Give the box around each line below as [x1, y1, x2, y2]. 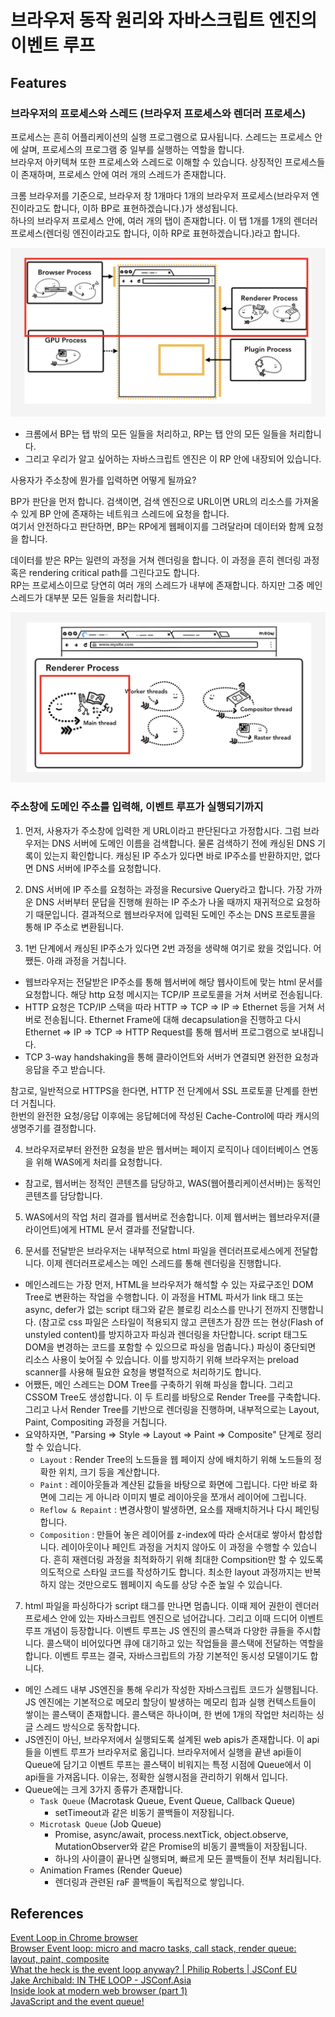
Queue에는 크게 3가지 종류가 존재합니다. [24, 1783, 184, 1795]
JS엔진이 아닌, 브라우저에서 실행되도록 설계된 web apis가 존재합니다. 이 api [24, 1733, 320, 1745]
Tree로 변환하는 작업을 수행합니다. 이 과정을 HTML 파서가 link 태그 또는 [24, 1291, 304, 1303]
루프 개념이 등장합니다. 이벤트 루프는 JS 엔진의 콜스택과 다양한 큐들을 [24, 1624, 295, 1636]
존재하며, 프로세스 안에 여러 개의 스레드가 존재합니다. [20, 168, 227, 180]
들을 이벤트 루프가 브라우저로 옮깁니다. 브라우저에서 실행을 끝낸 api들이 [24, 1746, 302, 1758]
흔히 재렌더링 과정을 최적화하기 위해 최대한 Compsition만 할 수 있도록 [53, 1553, 324, 1565]
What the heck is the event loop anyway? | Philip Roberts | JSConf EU [10, 1964, 298, 1976]
